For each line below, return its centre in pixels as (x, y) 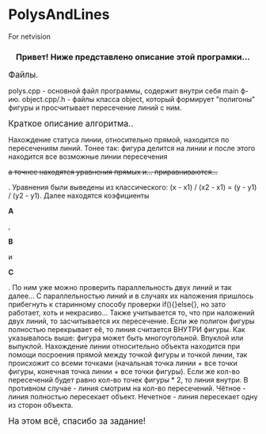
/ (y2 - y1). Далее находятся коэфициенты (79, 196)
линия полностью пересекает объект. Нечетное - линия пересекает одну (133, 397)
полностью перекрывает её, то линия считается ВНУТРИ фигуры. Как (127, 330)
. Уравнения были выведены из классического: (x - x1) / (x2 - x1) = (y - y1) (133, 187)
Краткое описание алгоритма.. (71, 124)
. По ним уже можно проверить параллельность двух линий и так (120, 288)
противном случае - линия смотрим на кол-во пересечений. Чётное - (127, 388)
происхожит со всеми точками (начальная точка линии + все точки (123, 363)
